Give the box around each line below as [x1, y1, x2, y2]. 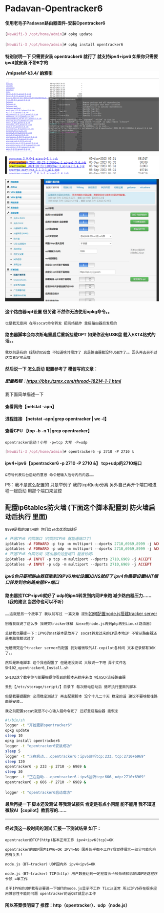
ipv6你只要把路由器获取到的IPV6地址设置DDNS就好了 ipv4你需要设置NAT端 [5, 573, 158, 579]
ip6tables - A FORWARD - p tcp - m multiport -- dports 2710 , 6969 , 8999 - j [5, 541, 152, 546]
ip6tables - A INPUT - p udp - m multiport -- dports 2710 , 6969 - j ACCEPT [5, 562, 152, 567]
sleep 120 [5, 759, 25, 764]
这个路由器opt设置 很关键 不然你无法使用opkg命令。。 [5, 309, 112, 315]
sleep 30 [5, 769, 23, 774]
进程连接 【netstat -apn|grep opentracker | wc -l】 [5, 416, 109, 421]
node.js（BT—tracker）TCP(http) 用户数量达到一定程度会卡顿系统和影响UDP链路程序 [5, 871, 158, 876]
